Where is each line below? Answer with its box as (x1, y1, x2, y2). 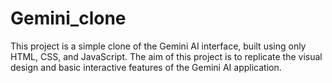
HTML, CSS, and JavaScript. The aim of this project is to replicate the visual (10, 50, 323, 62)
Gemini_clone (10, 7, 127, 30)
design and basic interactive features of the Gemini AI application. (10, 61, 282, 73)
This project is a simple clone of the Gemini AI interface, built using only (10, 40, 307, 52)
